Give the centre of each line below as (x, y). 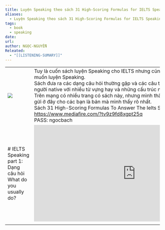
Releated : (15, 51)
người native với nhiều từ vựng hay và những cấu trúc (95, 90)
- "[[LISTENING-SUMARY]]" (36, 55)
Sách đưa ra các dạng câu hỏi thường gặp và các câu (96, 83)
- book (16, 28)
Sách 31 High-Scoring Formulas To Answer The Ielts (95, 108)
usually (16, 192)
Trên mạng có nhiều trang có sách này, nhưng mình (94, 96)
